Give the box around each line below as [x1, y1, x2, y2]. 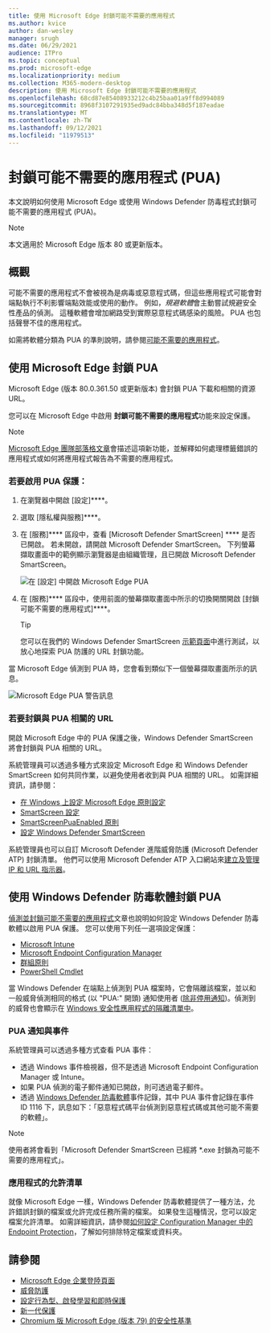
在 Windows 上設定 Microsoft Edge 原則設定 [19, 797, 166, 806]
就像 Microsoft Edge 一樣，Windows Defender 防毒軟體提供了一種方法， [8, 1197, 248, 1207]
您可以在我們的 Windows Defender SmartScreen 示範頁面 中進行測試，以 [19, 637, 260, 646]
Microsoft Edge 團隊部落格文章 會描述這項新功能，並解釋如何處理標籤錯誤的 [8, 444, 259, 453]
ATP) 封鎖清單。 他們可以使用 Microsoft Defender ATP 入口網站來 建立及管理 [8, 854, 260, 864]
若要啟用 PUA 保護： [8, 476, 88, 487]
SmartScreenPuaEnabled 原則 [19, 817, 119, 826]
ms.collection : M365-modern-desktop [8, 79, 131, 87]
